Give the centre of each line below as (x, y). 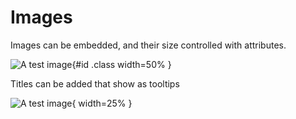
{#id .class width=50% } (121, 64)
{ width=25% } (102, 103)
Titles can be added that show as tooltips (95, 83)
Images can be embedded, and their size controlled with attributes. (148, 45)
